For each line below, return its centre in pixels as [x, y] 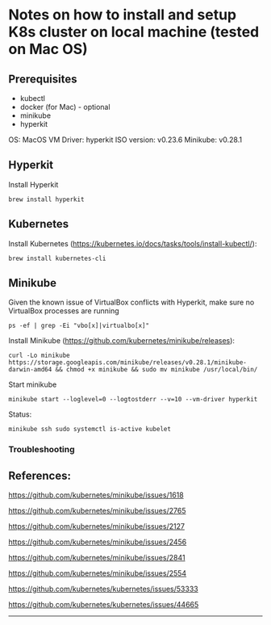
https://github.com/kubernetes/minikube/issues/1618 [96, 495]
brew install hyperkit [46, 199]
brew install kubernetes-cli [57, 258]
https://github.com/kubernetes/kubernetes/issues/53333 [104, 589]
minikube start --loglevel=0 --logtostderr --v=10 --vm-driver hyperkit [133, 400]
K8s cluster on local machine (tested [134, 32]
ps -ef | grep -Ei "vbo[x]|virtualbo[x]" [79, 326]
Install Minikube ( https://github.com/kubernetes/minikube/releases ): [122, 341]
